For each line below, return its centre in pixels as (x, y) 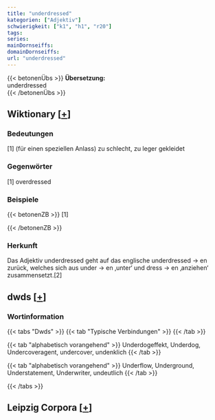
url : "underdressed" (37, 59)
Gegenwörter (30, 167)
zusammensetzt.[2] (35, 275)
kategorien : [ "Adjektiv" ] (44, 20)
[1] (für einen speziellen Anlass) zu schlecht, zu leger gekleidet (96, 149)
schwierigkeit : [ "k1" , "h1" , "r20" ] (59, 26)
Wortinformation (35, 316)
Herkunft (22, 245)
